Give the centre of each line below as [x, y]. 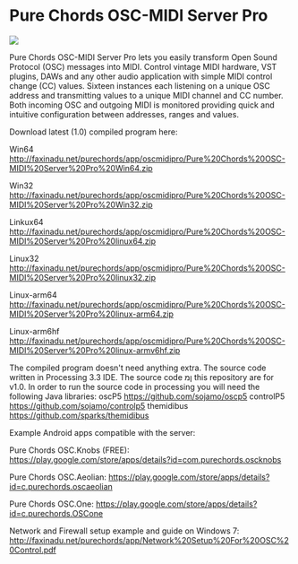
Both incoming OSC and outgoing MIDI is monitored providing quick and [142, 105]
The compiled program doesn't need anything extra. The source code [138, 368]
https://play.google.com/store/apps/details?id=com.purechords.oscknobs [145, 459]
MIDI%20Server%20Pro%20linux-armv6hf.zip [95, 350]
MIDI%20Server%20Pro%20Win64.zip [81, 168]
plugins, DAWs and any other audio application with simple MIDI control [141, 76]
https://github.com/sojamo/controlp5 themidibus [99, 405]
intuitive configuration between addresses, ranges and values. [124, 114]
